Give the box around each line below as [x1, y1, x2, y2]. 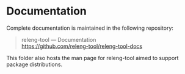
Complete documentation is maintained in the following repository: [6, 24, 174, 32]
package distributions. [6, 61, 63, 68]
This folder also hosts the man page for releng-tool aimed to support [6, 54, 179, 61]
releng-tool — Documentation [21, 36, 96, 43]
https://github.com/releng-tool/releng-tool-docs [21, 42, 142, 50]
